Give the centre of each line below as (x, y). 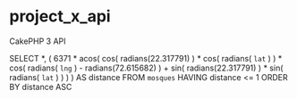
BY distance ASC (41, 87)
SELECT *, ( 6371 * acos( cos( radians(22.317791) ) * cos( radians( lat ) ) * (146, 58)
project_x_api (60, 16)
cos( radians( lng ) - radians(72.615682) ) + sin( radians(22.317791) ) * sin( (146, 68)
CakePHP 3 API (38, 41)
